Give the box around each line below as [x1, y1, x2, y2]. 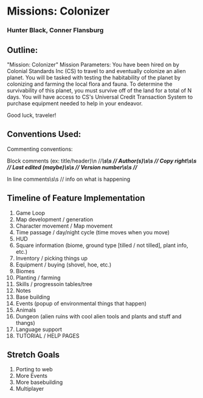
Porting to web [15, 366, 53, 373]
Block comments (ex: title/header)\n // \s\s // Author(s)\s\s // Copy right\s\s [7, 157, 197, 164]
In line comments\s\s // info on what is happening [7, 175, 131, 183]
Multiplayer [15, 385, 44, 393]
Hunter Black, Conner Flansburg [7, 26, 104, 35]
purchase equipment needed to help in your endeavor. [7, 99, 143, 107]
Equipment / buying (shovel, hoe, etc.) [15, 260, 112, 268]
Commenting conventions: [7, 145, 73, 153]
